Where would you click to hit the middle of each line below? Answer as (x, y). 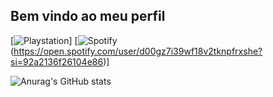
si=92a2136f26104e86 (57, 61)
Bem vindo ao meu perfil (88, 16)
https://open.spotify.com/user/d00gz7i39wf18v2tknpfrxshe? (138, 51)
